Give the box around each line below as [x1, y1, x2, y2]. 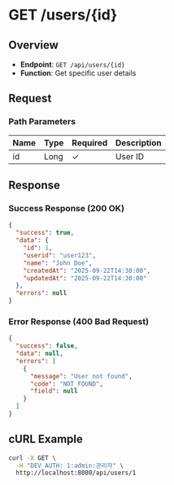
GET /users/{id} [8, 6, 118, 24]
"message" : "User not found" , [29, 372, 133, 380]
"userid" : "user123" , [23, 251, 96, 259]
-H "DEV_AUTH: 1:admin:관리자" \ [15, 461, 124, 470]
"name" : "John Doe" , [23, 258, 93, 267]
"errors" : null [15, 289, 67, 297]
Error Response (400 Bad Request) [8, 315, 149, 327]
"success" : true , [15, 229, 75, 237]
